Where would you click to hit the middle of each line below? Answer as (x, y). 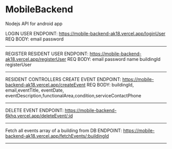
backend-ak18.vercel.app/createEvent (46, 84)
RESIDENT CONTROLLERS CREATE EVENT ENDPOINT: (63, 79)
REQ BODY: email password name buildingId (114, 59)
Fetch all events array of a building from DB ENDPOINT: (64, 130)
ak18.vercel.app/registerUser (36, 59)
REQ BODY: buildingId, (110, 84)
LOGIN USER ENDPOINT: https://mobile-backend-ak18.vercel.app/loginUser (85, 33)
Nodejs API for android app (34, 24)
